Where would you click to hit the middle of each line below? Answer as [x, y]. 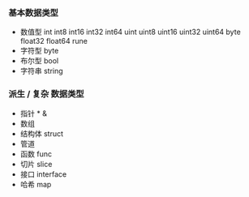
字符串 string [41, 71]
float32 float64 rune [54, 41]
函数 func [36, 154]
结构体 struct [41, 133]
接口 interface [43, 174]
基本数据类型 [34, 12]
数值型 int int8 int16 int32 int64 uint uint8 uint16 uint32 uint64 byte [130, 32]
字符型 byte [39, 51]
